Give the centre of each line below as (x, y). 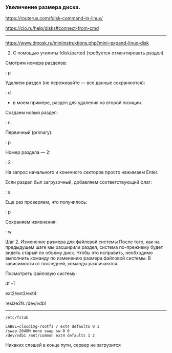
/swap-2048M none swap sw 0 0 (38, 331)
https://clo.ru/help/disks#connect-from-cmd (52, 28)
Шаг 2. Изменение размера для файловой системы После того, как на (83, 242)
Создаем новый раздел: (32, 113)
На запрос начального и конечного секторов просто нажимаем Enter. (82, 172)
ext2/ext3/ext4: (22, 293)
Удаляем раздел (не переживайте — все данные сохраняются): (75, 83)
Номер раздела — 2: (28, 152)
